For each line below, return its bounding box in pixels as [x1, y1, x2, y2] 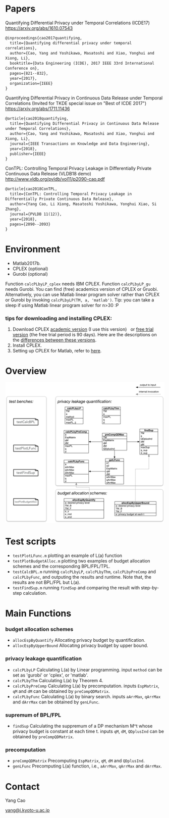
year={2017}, [10, 76, 37, 81]
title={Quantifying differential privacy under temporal [10, 40, 132, 45]
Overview [5, 366, 47, 377]
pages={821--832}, [10, 71, 49, 76]
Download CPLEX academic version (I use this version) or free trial [12, 326, 154, 332]
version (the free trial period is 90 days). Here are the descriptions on [12, 332, 157, 338]
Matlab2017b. [12, 260, 41, 266]
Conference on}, [5, 66, 39, 71]
